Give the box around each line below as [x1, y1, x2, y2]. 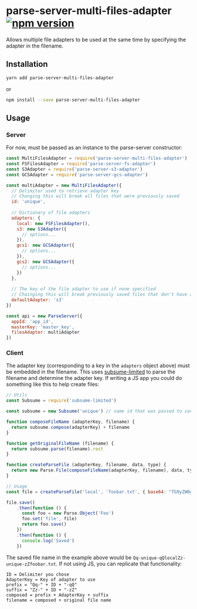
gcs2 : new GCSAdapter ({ [16, 258, 75, 265]
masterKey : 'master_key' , [11, 324, 75, 330]
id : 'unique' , [11, 198, 46, 205]
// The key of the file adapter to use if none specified [11, 286, 157, 292]
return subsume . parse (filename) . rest [11, 446, 104, 452]
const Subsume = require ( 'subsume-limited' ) [6, 398, 117, 403]
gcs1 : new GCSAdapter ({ [16, 243, 75, 248]
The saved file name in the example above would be [6, 554, 132, 561]
